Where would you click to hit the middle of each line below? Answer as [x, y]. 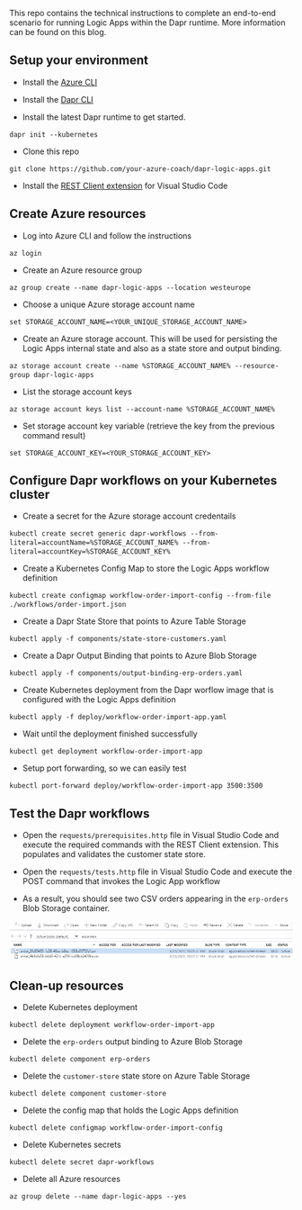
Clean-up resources [67, 986]
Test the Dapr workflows [80, 813]
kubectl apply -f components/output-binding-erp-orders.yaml [126, 673]
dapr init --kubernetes [54, 134]
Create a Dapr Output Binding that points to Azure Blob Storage [140, 655]
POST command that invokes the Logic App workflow [121, 881]
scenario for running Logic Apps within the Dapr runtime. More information [147, 23]
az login [26, 253]
